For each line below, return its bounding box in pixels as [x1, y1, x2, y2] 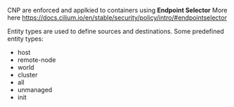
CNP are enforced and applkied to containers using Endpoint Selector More [7, 6, 228, 14]
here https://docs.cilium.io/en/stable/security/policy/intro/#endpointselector [7, 13, 227, 22]
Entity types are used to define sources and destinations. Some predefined [7, 27, 225, 35]
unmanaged [17, 86, 53, 94]
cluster [17, 70, 38, 79]
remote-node [17, 56, 56, 64]
